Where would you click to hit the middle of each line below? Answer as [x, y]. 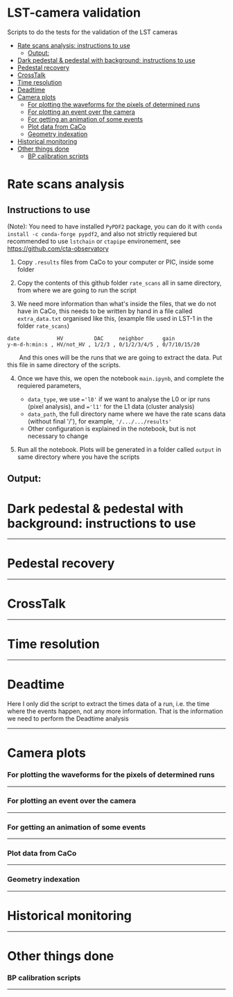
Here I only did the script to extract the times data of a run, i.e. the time [109, 704]
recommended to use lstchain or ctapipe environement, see [94, 241]
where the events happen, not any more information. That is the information [115, 711]
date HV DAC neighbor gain [91, 338]
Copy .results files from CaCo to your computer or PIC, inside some [115, 262]
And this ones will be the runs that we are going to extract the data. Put [121, 357]
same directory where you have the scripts [78, 457]
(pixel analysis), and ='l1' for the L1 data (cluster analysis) [111, 406]
